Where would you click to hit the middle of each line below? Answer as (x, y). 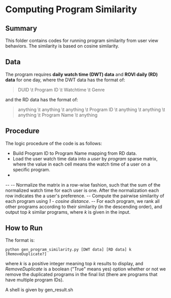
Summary (21, 28)
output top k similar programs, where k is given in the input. (68, 212)
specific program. (31, 169)
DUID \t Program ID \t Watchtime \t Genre (61, 89)
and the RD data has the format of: (42, 99)
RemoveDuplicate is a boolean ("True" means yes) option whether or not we (86, 269)
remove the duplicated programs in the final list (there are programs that (81, 274)
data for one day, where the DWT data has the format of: (65, 80)
